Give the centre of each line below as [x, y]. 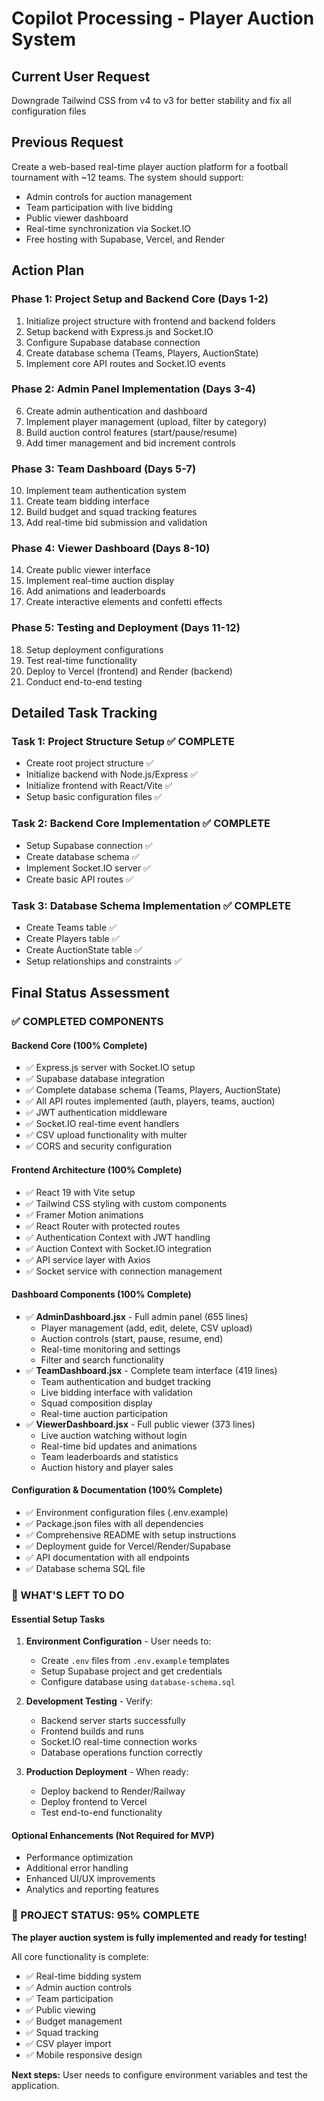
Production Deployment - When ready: [107, 1772]
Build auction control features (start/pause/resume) [131, 432]
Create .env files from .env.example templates [135, 1661]
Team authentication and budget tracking [125, 1381]
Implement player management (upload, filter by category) [146, 421]
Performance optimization [79, 1858]
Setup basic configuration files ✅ [94, 797]
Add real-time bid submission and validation [116, 523]
